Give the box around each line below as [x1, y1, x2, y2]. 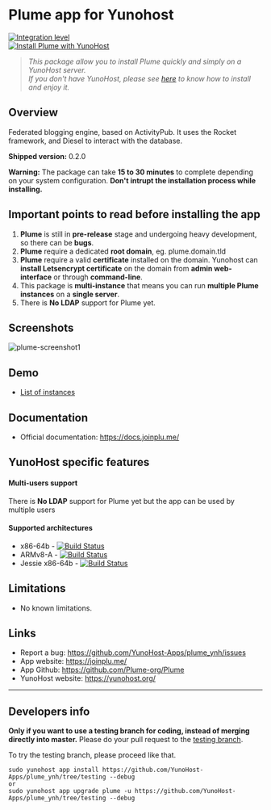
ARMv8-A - [19, 549, 58, 559]
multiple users [8, 505, 56, 514]
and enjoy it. [27, 82, 70, 92]
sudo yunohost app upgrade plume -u [8, 787, 131, 795]
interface [19, 272, 52, 282]
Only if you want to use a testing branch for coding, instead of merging [8, 726, 250, 736]
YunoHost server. [27, 65, 86, 74]
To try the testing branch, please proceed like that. [8, 750, 177, 760]
